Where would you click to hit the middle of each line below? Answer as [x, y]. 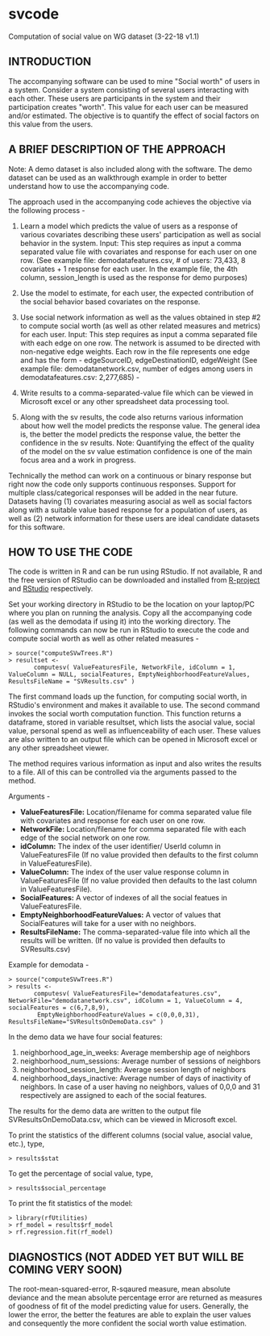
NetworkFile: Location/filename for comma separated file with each [133, 829]
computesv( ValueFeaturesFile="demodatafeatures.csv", [127, 994]
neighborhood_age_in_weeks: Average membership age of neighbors [135, 1053]
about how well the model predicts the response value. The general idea [140, 425]
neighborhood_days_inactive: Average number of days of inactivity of [135, 1079]
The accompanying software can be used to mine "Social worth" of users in [134, 81]
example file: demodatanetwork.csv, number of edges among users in [137, 369]
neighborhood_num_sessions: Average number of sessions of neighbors [140, 1061]
